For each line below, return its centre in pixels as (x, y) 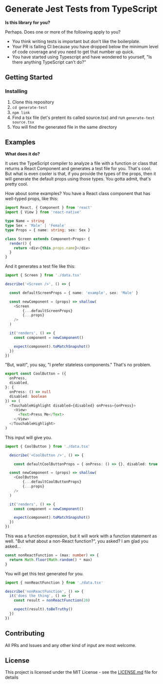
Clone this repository (33, 102)
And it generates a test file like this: (40, 266)
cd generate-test (30, 107)
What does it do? (23, 154)
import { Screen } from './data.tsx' (43, 275)
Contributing (25, 634)
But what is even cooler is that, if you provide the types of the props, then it (81, 174)
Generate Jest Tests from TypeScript (81, 9)
